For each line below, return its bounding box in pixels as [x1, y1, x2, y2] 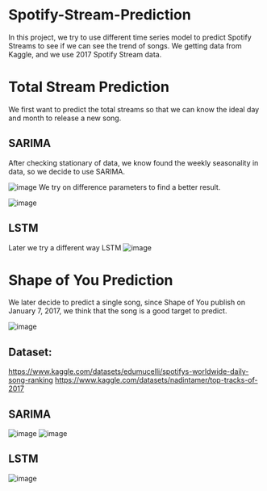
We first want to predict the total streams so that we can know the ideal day [8, 104, 260, 114]
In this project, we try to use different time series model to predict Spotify [8, 32, 252, 42]
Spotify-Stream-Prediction [8, 6, 191, 24]
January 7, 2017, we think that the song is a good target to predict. [8, 306, 227, 316]
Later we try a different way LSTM [8, 242, 122, 252]
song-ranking [8, 376, 54, 385]
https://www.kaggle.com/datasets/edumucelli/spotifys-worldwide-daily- [8, 367, 249, 376]
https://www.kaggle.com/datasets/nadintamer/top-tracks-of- [55, 376, 258, 385]
